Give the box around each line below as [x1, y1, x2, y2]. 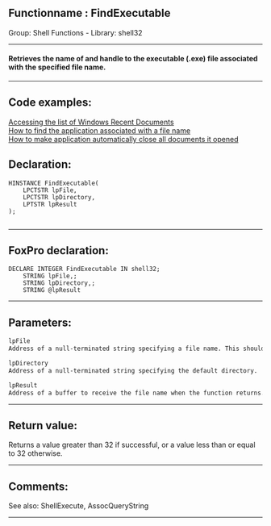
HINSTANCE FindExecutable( [8, 179, 99, 187]
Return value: [8, 419, 78, 432]
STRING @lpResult [23, 286, 81, 294]
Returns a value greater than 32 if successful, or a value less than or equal [8, 440, 256, 450]
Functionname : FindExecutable [8, 6, 171, 20]
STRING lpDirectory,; [23, 279, 95, 287]
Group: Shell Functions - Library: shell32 [8, 27, 143, 37]
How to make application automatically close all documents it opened [8, 134, 239, 144]
